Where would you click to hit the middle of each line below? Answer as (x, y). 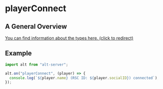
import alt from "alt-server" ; (37, 64)
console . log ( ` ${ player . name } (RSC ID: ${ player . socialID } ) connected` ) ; (84, 78)
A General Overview (36, 27)
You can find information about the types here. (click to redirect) (69, 38)
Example (18, 53)
